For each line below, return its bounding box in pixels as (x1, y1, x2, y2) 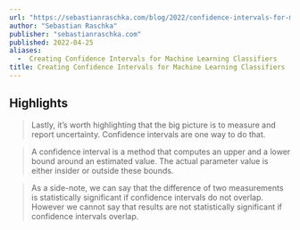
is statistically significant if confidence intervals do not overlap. (30, 192, 264, 202)
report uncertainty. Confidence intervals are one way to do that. (30, 128, 266, 139)
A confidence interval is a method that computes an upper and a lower (30, 146, 291, 157)
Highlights (9, 95, 69, 111)
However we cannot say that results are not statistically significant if (30, 201, 283, 212)
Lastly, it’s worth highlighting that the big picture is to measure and (30, 119, 276, 130)
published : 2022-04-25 (9, 37, 94, 47)
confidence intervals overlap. (30, 210, 139, 221)
